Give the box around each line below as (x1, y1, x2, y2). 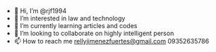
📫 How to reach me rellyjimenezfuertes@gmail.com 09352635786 (13, 37, 210, 45)
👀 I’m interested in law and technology (13, 14, 126, 22)
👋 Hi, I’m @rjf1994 (13, 7, 67, 15)
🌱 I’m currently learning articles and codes (13, 22, 138, 30)
